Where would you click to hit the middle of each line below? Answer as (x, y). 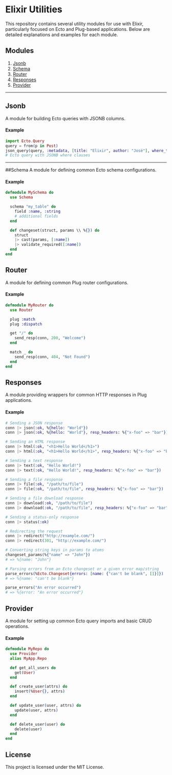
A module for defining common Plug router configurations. (67, 282)
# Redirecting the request (34, 531)
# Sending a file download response (44, 499)
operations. (17, 626)
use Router (21, 310)
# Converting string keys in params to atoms (55, 550)
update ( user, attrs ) (36, 710)
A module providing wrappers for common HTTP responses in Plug (76, 395)
